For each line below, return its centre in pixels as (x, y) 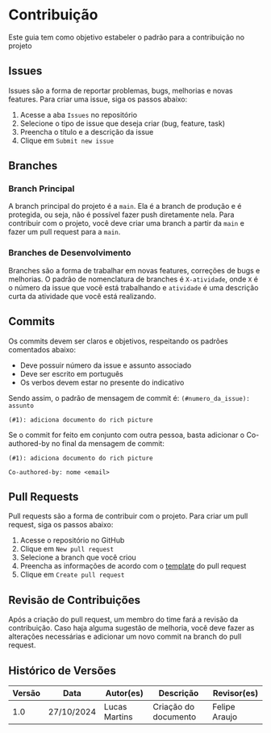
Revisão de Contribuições (75, 600)
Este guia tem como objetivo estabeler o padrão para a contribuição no (126, 37)
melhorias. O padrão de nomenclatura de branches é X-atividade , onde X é (133, 279)
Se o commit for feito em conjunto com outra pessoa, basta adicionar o (127, 435)
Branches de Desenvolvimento (70, 253)
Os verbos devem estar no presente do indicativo (102, 382)
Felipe (224, 706)
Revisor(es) (236, 693)
